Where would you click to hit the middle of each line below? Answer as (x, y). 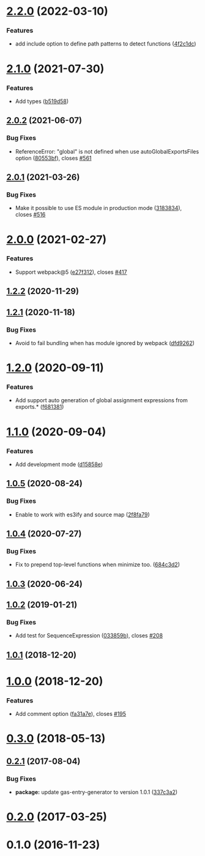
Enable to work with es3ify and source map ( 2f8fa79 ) (82, 515)
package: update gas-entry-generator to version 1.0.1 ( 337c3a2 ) (96, 792)
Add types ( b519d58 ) (42, 101)
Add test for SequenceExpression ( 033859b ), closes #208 (89, 636)
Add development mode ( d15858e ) (59, 464)
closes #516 (30, 215)
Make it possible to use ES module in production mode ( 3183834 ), (99, 208)
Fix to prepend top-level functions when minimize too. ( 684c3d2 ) (98, 565)
